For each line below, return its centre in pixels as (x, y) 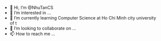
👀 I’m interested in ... (30, 13)
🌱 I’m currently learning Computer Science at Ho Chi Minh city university (83, 18)
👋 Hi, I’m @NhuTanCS (32, 8)
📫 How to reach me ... (32, 34)
